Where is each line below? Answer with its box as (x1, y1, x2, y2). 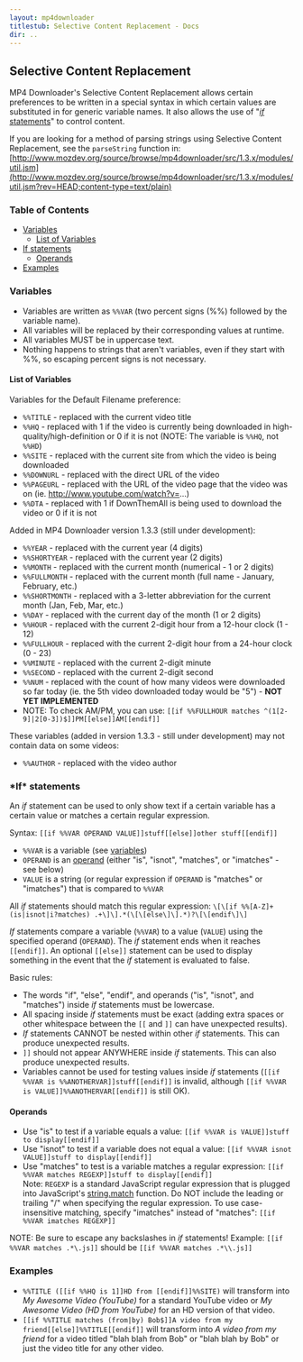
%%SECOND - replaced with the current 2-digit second (22, 666, 214, 677)
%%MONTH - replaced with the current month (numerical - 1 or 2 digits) (22, 561, 275, 572)
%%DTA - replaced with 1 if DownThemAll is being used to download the (22, 498, 282, 508)
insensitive (22, 1207, 63, 1218)
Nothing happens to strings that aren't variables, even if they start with (22, 343, 286, 354)
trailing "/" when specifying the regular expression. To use (22, 1198, 240, 1209)
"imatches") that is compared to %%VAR (22, 883, 164, 894)
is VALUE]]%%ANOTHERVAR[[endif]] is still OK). (22, 1085, 190, 1096)
